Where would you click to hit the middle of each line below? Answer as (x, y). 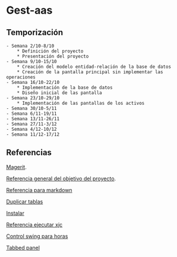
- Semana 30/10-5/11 (32, 108)
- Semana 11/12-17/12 (33, 134)
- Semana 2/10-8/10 (30, 46)
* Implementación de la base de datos (65, 87)
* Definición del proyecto (50, 51)
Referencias (29, 153)
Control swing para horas (37, 236)
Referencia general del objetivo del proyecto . (61, 178)
